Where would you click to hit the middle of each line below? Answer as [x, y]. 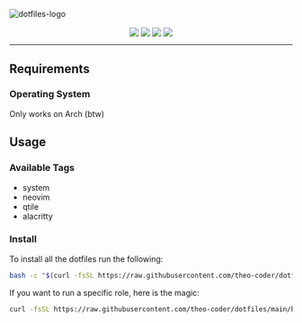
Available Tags [42, 168]
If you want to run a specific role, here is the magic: [104, 292]
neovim [36, 197]
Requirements [49, 69]
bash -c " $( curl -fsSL [52, 275]
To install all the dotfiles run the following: [86, 259]
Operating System [50, 94]
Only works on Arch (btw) [57, 113]
